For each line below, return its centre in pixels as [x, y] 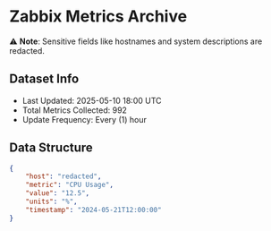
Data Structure [51, 148]
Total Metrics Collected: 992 [75, 110]
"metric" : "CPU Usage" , [70, 185]
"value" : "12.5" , [58, 193]
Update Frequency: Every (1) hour [85, 119]
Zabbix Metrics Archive [98, 17]
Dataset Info [44, 79]
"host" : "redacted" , [64, 176]
